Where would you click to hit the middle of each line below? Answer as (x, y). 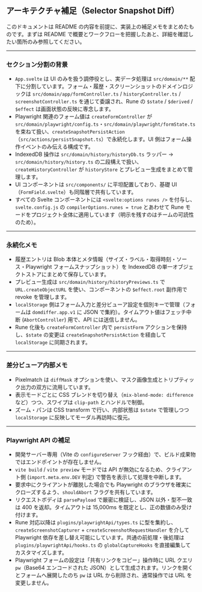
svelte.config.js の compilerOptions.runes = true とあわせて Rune (99, 207)
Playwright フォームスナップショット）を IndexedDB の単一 (99, 267)
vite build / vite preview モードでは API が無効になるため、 (90, 469)
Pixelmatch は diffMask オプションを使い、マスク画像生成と (89, 379)
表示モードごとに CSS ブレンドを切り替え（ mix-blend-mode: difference (104, 394)
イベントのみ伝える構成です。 (57, 147)
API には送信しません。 (112, 320)
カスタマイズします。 (41, 552)
